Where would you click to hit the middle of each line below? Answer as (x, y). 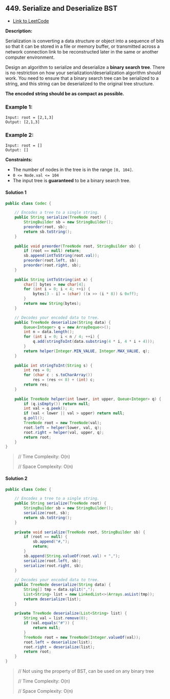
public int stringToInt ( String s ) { (54, 365)
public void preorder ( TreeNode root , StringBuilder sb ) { (78, 246)
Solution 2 (16, 478)
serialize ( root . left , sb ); (52, 561)
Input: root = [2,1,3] (29, 118)
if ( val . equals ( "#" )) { (49, 623)
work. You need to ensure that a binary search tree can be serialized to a (82, 78)
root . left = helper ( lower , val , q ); (63, 427)
